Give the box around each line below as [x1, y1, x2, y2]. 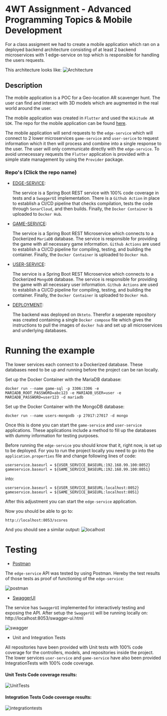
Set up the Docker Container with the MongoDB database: [5, 403, 125, 409]
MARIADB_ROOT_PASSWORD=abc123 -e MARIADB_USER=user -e [5, 390, 122, 395]
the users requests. [5, 57, 45, 63]
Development [5, 25, 62, 36]
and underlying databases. [12, 328, 68, 334]
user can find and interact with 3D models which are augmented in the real [5, 100, 159, 106]
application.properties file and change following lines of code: [5, 453, 137, 459]
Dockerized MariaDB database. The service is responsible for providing [12, 236, 158, 242]
